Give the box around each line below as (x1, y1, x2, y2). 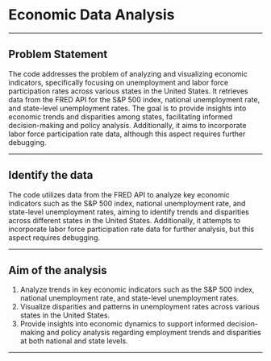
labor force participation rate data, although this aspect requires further (8, 129, 246, 139)
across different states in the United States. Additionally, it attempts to (8, 215, 240, 225)
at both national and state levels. (19, 336, 128, 346)
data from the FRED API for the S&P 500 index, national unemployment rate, (8, 94, 261, 104)
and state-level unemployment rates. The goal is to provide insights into (8, 103, 247, 113)
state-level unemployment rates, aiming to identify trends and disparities (8, 207, 250, 217)
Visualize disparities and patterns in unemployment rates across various (19, 302, 260, 312)
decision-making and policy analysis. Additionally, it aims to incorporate (8, 120, 247, 130)
